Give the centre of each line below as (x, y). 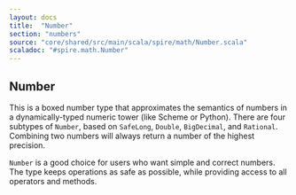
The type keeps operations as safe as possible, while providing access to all (148, 172)
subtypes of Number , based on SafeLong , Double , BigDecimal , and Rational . (144, 126)
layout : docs (33, 17)
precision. (27, 145)
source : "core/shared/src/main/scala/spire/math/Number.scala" (129, 42)
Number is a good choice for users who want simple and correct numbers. (143, 162)
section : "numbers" (45, 34)
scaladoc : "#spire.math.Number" (69, 51)
